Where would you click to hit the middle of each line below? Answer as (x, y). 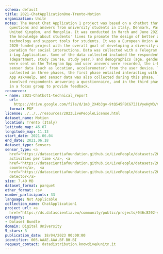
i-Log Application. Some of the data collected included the (73, 55)
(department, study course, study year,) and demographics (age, (77, 59)
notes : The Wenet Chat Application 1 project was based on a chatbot (77, 23)
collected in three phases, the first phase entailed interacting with (83, 73)
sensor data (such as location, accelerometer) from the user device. (82, 68)
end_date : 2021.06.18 (27, 141)
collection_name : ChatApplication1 (41, 204)
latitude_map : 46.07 (26, 127)
